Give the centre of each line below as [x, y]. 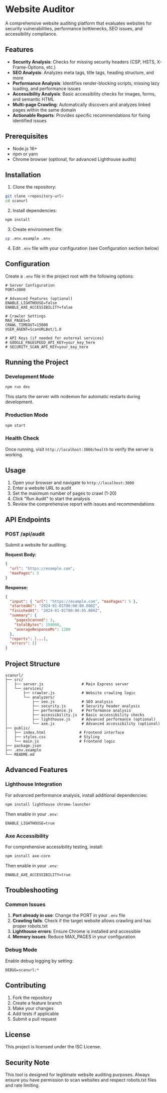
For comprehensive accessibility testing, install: [54, 847]
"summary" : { [23, 615]
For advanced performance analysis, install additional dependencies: [76, 795]
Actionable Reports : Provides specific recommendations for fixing [81, 115]
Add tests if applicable [36, 1014]
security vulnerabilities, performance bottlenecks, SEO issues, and [74, 28]
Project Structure [33, 664]
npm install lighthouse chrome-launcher [48, 804]
